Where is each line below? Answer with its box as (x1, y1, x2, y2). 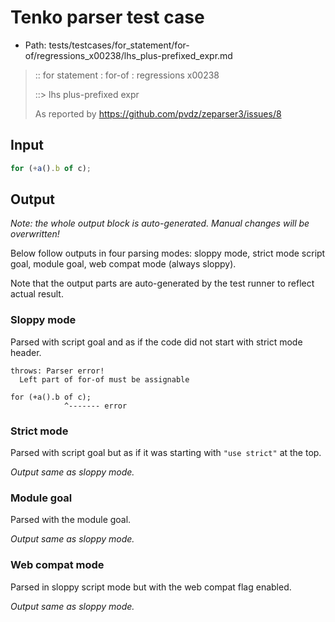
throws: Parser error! (10, 366, 105, 376)
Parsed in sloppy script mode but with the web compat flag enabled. (10, 581, 292, 593)
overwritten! (10, 228, 60, 240)
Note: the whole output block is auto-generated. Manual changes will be (10, 217, 310, 230)
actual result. (10, 288, 64, 300)
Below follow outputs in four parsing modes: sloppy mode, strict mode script (10, 247, 326, 260)
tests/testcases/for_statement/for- (48, 39, 190, 51)
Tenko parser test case (10, 6, 205, 29)
